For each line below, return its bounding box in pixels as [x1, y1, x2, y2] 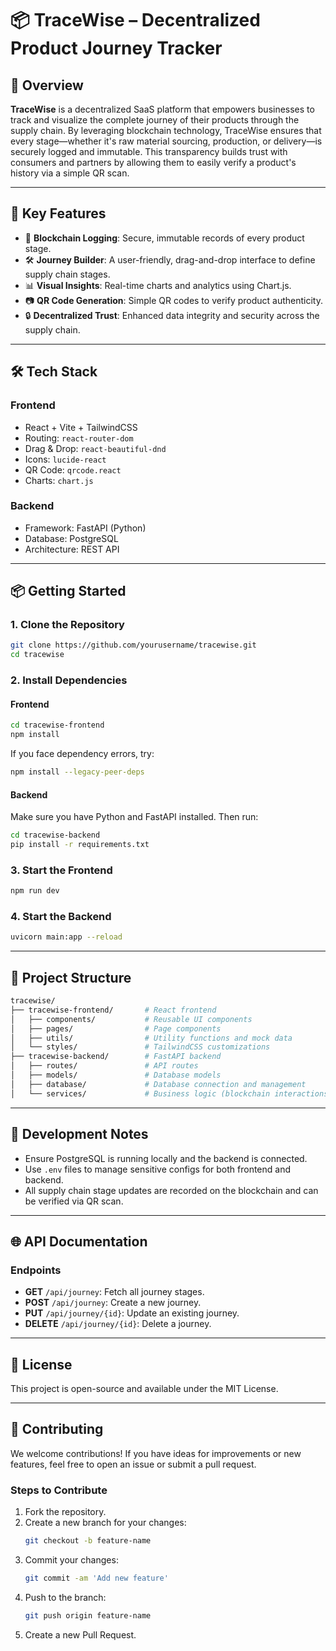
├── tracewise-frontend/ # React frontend [10, 1005, 217, 1015]
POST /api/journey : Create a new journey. [24, 1297, 202, 1309]
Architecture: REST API [24, 543, 120, 555]
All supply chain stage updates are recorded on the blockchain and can [24, 1184, 319, 1196]
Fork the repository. [24, 1506, 107, 1518]
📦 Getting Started [10, 583, 127, 600]
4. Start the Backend [10, 910, 112, 924]
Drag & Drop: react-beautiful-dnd [24, 442, 167, 454]
